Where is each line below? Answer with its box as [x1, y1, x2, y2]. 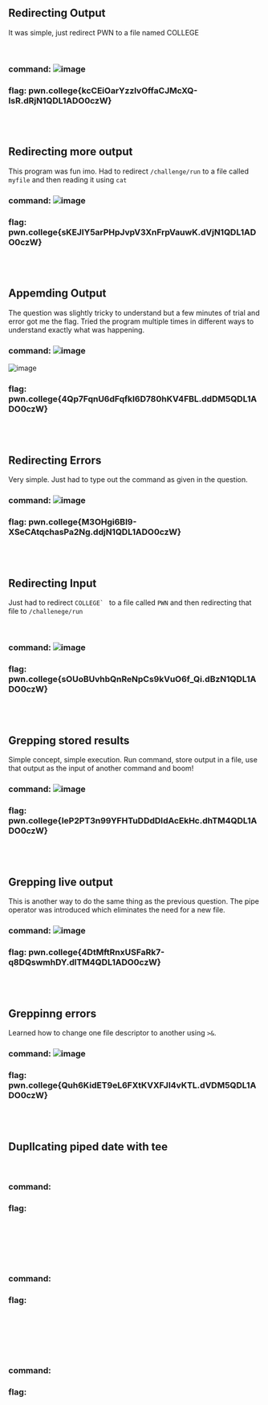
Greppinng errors [8, 1007, 97, 1020]
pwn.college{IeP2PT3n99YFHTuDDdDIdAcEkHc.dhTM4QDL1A [8, 815, 258, 827]
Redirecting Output [8, 6, 106, 20]
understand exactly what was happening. [8, 325, 145, 334]
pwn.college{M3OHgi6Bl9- [28, 517, 137, 528]
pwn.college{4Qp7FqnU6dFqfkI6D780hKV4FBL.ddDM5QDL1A [8, 394, 258, 405]
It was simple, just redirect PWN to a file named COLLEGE [8, 27, 199, 37]
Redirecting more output [8, 145, 133, 159]
